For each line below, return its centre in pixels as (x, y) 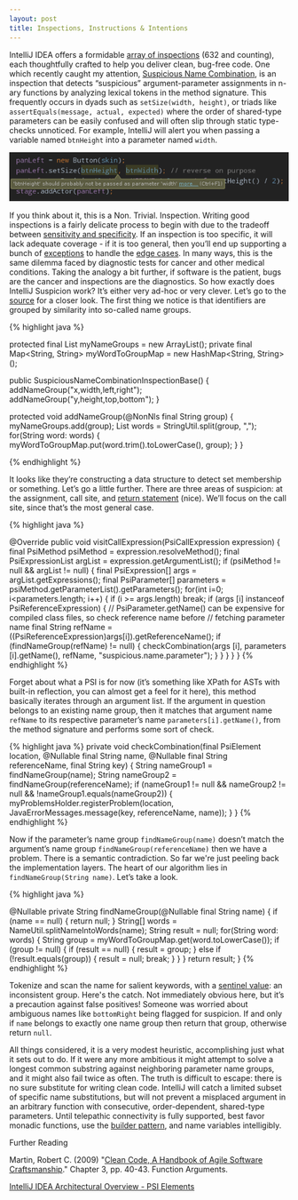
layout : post (33, 19)
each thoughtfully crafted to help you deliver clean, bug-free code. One (140, 64)
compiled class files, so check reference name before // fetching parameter (147, 618)
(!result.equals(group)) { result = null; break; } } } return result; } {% (132, 959)
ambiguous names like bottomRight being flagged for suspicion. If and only (145, 1014)
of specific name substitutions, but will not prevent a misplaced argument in (148, 1097)
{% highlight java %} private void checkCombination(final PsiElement (135, 747)
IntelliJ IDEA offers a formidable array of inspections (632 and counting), (142, 54)
